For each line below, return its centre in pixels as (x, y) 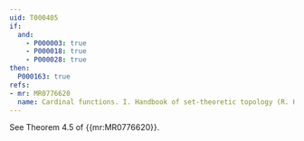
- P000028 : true (57, 60)
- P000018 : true (57, 52)
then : (19, 69)
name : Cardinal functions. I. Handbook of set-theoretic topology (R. (153, 102)
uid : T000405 (34, 18)
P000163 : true (44, 77)
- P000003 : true (57, 43)
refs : (19, 85)
